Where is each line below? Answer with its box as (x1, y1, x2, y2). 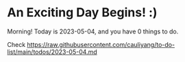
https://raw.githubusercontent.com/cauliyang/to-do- (27, 40, 175, 48)
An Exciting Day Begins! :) (7, 5, 158, 20)
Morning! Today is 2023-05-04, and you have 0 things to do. (7, 27, 179, 35)
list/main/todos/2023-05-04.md (7, 48, 97, 56)
